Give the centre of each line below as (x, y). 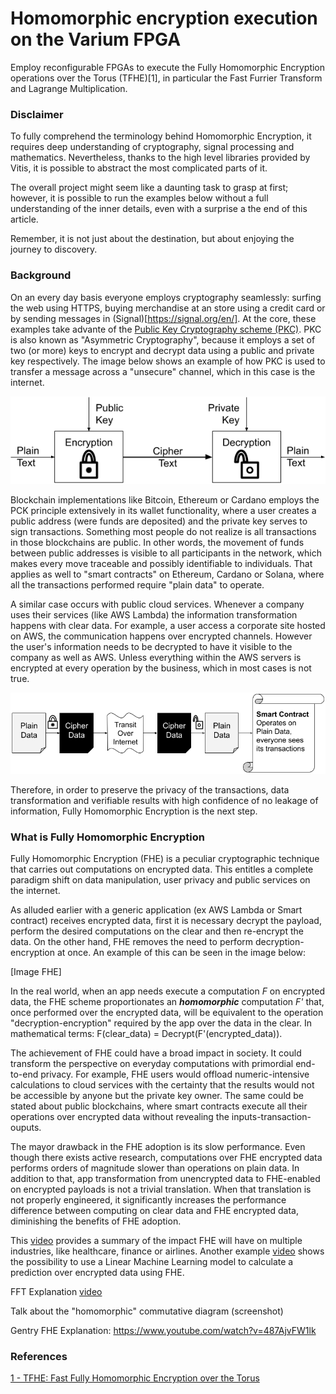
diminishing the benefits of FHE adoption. (96, 1221)
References (39, 1356)
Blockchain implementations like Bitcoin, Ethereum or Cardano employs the (165, 500)
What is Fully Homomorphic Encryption (107, 837)
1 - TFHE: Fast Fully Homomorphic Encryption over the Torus (135, 1378)
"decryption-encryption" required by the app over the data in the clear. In (161, 1023)
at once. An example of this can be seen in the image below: (181, 952)
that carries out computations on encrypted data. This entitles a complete (162, 869)
